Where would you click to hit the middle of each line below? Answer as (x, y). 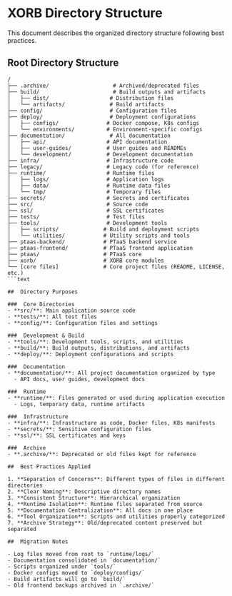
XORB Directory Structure (85, 13)
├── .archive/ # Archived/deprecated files (104, 86)
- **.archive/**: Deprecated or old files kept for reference (102, 454)
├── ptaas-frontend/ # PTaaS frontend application (100, 248)
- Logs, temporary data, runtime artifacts (79, 404)
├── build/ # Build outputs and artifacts (106, 92)
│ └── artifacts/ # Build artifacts (86, 104)
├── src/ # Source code (78, 204)
